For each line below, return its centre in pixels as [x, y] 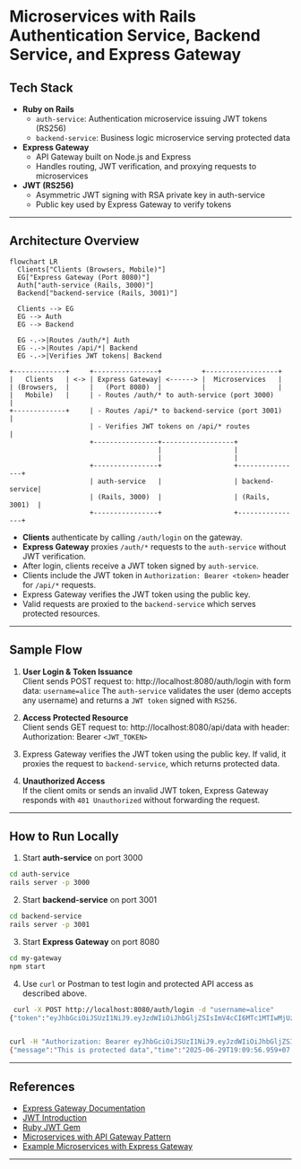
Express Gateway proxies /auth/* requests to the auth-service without [154, 546]
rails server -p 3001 [50, 925]
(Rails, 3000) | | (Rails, [184, 497]
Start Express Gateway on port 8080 [90, 941]
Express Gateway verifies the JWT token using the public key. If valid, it [154, 754]
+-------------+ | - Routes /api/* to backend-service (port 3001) [146, 411]
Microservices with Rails [103, 17]
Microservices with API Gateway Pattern [97, 1137]
